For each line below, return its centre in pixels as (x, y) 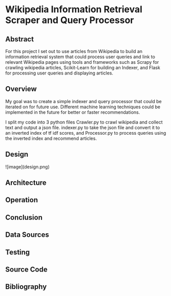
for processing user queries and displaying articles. (59, 73)
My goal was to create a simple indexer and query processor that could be (83, 101)
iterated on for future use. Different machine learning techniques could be (83, 107)
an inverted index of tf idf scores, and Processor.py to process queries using (86, 133)
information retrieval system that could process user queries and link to (80, 57)
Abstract (20, 39)
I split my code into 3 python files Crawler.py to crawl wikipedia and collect (84, 122)
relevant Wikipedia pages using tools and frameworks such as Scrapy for (82, 62)
